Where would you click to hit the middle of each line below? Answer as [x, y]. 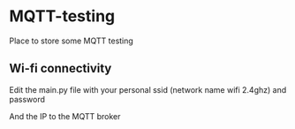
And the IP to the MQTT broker [65, 116]
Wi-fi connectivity [61, 68]
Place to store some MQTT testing [72, 41]
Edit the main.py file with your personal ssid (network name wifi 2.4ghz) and [148, 89]
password [27, 99]
